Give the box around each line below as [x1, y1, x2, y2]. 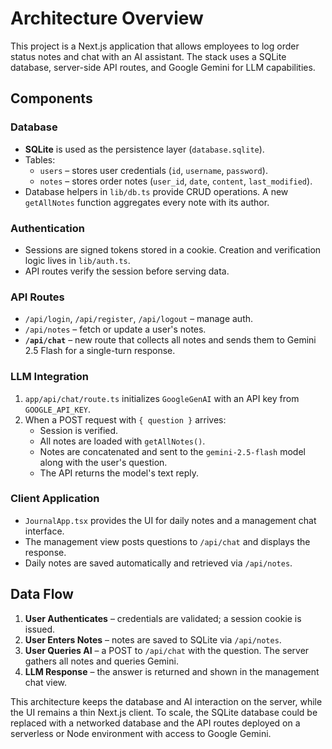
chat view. [24, 676, 68, 688]
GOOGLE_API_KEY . [24, 403, 92, 415]
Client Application [10, 492, 100, 506]
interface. [24, 525, 65, 537]
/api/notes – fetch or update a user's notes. [24, 323, 207, 336]
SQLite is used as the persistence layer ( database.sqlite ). [24, 143, 265, 155]
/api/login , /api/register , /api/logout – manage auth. [24, 313, 254, 325]
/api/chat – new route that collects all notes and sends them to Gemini [24, 334, 317, 346]
